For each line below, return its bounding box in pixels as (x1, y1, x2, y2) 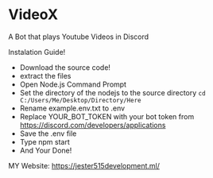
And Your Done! (19, 145, 72, 155)
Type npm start (19, 137, 70, 146)
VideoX (8, 6, 58, 24)
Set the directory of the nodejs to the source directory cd (19, 87, 206, 97)
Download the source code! (19, 62, 111, 72)
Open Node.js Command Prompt (19, 79, 127, 89)
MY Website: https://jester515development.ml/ (8, 161, 161, 170)
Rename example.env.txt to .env (19, 103, 126, 113)
